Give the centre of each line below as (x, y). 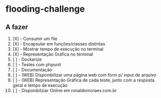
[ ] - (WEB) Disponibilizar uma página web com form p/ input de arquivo (84, 75)
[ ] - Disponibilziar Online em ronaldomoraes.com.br (65, 90)
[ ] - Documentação (32, 70)
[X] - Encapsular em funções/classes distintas (59, 44)
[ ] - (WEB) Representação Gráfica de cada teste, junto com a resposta (83, 80)
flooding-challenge (45, 9)
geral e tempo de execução (40, 85)
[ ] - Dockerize (27, 59)
